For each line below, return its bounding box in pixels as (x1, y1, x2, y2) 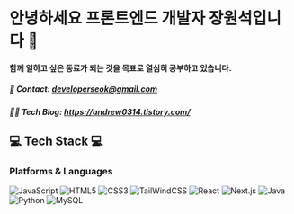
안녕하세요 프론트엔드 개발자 (9, 8, 206, 29)
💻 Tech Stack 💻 (9, 134, 103, 149)
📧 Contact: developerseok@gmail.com (9, 84, 158, 94)
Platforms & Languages (9, 165, 113, 178)
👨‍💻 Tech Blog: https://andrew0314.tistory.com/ (9, 106, 191, 117)
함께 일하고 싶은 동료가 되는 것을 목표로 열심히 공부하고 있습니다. (9, 62, 232, 73)
